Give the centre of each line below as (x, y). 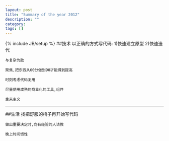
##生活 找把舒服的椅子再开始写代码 (42, 114)
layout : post (19, 10)
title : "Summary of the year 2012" (43, 15)
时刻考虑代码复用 (20, 80)
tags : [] (14, 29)
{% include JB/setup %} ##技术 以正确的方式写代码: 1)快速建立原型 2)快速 (82, 44)
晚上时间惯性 (17, 134)
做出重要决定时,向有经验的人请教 (34, 125)
